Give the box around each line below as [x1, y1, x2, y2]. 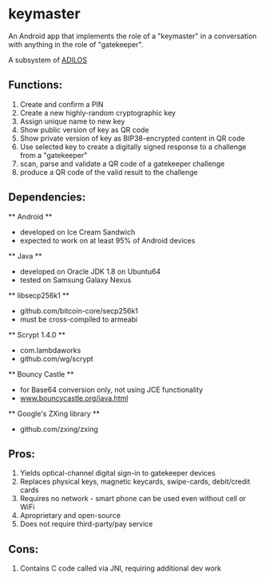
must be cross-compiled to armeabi [19, 314, 138, 324]
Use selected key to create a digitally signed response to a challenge [19, 141, 247, 152]
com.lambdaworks [19, 345, 81, 355]
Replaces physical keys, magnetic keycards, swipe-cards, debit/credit [19, 476, 251, 487]
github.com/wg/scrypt [19, 354, 93, 363]
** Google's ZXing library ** [8, 409, 101, 418]
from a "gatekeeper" [19, 150, 88, 160]
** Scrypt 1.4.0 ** [8, 330, 66, 339]
